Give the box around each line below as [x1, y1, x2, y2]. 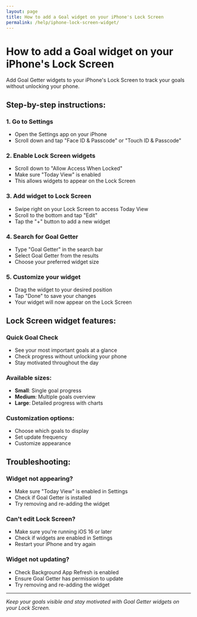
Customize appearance [14, 440, 72, 447]
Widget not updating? [6, 555, 70, 564]
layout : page [6, 8, 38, 15]
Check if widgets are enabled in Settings [14, 534, 113, 541]
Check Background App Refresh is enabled [14, 568, 119, 575]
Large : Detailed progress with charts [14, 399, 104, 406]
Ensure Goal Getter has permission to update [14, 575, 124, 582]
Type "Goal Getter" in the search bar [14, 246, 103, 253]
